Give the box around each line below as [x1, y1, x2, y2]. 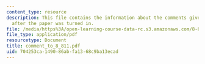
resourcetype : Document [6, 37, 67, 43]
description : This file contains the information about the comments [6, 15, 187, 21]
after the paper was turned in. [12, 20, 95, 26]
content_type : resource [6, 9, 67, 15]
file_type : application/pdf [6, 32, 78, 38]
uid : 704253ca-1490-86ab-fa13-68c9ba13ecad [6, 49, 119, 55]
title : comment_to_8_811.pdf [6, 43, 81, 49]
